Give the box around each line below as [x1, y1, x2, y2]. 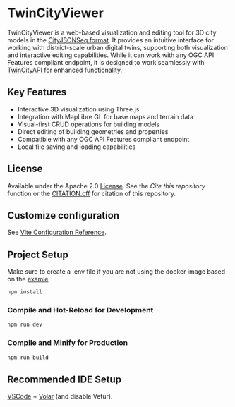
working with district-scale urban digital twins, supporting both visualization [7, 43, 228, 51]
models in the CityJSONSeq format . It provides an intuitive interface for [7, 35, 214, 44]
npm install [7, 288, 42, 296]
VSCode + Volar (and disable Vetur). [7, 392, 113, 401]
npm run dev [7, 321, 42, 329]
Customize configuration [7, 209, 120, 221]
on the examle [7, 275, 49, 284]
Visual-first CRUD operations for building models [17, 120, 160, 128]
